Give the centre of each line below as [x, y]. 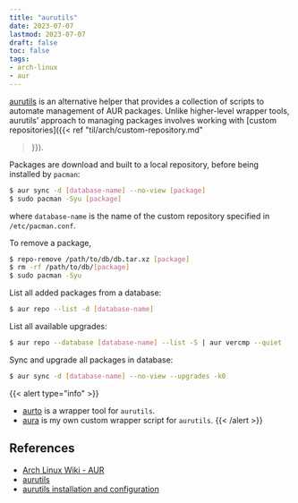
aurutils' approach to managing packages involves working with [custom [143, 120]
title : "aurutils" [43, 17]
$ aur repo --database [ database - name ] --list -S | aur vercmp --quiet [145, 343]
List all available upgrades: [58, 326]
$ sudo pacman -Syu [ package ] [66, 199]
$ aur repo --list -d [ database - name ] [81, 310]
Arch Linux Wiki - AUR [63, 470]
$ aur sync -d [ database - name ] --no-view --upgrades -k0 [118, 376]
